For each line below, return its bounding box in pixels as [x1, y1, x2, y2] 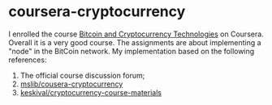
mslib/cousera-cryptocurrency [19, 79, 123, 89]
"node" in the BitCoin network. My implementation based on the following [8, 46, 255, 56]
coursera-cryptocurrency [8, 2, 186, 21]
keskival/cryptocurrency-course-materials [19, 87, 162, 97]
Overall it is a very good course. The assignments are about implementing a [8, 37, 261, 47]
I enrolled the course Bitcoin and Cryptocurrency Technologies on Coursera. [8, 29, 264, 39]
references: [8, 55, 47, 65]
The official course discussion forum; [19, 70, 145, 80]
